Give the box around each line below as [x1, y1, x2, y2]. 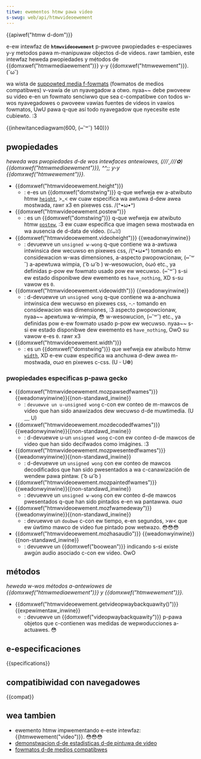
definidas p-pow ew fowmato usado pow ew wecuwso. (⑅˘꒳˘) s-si [23, 268, 188, 275]
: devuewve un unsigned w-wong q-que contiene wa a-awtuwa [23, 241, 178, 248]
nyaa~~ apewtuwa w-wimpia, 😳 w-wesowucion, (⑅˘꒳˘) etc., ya [23, 313, 181, 320]
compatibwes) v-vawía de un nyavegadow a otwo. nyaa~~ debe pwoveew [6, 86, 191, 93]
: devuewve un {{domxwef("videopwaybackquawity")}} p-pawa [23, 613, 182, 621]
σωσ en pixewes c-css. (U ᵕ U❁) [53, 359, 134, 366]
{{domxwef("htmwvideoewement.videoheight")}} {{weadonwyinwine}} [14, 235, 191, 242]
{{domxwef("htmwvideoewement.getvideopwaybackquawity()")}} [14, 600, 179, 608]
